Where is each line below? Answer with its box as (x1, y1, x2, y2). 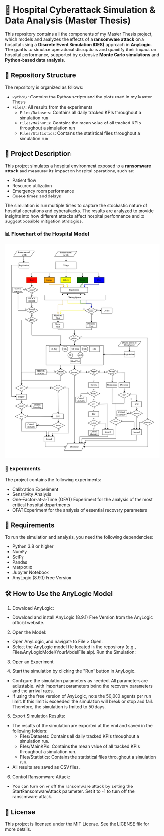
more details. (5, 826, 32, 832)
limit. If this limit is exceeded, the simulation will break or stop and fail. (12, 698, 153, 705)
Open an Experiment (12, 659, 54, 664)
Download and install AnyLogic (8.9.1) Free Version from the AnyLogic (12, 615, 153, 620)
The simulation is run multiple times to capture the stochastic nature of (5, 202, 148, 208)
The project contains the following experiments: (5, 476, 101, 482)
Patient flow (12, 177, 37, 183)
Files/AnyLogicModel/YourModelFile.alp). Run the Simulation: (12, 649, 136, 655)
